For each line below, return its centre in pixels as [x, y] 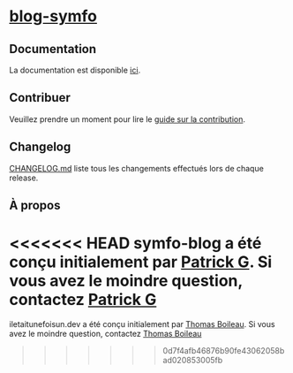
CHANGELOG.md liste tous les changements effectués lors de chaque [137, 168]
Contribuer [40, 98]
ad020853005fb [193, 360]
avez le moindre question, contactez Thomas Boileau [105, 333]
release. [24, 178]
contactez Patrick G [83, 300]
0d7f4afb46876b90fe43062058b [224, 350]
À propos [35, 206]
